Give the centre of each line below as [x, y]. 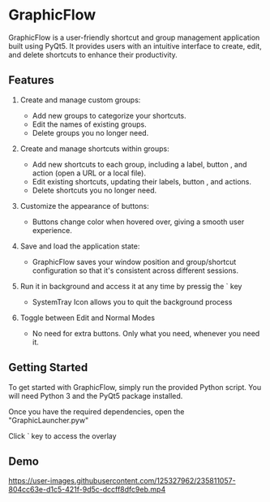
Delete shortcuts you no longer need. [94, 190]
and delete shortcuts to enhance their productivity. [93, 54]
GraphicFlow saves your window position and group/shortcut [134, 262]
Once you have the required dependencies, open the [96, 411]
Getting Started [48, 368]
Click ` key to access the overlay [62, 435]
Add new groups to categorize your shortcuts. [109, 115]
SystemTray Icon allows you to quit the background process [132, 301]
